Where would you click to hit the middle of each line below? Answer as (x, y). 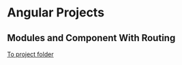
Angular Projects (56, 13)
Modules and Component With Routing (91, 38)
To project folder (30, 54)
